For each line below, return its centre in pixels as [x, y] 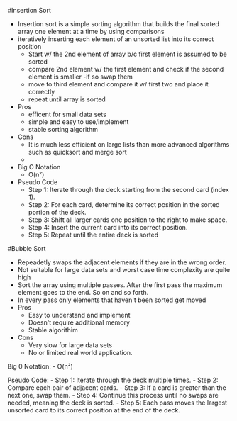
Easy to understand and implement [79, 315]
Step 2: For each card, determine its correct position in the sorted [124, 204]
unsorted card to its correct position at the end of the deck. [94, 410]
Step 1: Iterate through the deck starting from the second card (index [128, 190]
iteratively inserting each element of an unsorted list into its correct [116, 39]
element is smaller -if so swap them [81, 77]
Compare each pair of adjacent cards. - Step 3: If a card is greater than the [117, 388]
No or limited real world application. [80, 353]
